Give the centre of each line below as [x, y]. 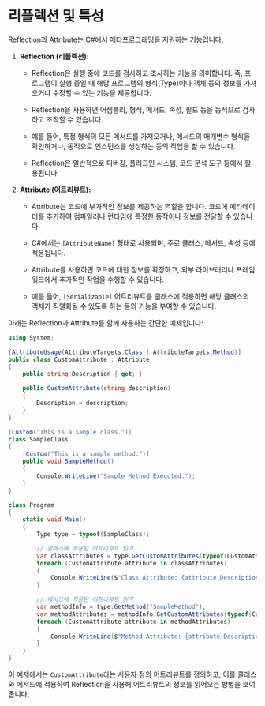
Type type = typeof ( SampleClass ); [93, 535]
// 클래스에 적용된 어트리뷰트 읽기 [85, 548]
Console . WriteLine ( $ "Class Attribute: [114, 578]
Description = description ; [82, 404]
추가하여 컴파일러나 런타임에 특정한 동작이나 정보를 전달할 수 [139, 216]
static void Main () [54, 520]
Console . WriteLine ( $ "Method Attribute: [116, 637]
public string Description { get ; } [83, 374]
